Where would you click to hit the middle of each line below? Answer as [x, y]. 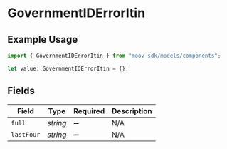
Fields [21, 91]
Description [132, 111]
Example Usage [43, 40]
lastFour [26, 134]
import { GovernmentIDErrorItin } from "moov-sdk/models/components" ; [114, 56]
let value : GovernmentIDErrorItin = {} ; [68, 68]
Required [89, 111]
